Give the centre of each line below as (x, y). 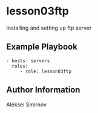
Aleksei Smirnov (27, 105)
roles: (20, 66)
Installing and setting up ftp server (49, 28)
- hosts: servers (28, 61)
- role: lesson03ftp (45, 71)
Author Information (43, 90)
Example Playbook (42, 47)
